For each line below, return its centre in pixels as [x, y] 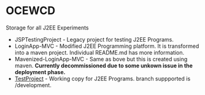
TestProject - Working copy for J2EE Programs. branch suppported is [102, 78]
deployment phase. [40, 72]
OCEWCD [31, 11]
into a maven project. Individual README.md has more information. [99, 52]
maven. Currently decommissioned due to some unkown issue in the [103, 66]
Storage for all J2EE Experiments [48, 28]
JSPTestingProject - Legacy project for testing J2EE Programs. [94, 39]
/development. [33, 85]
